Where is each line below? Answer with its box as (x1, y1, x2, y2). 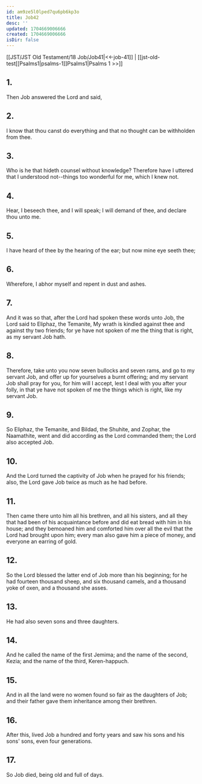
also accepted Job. (6, 439, 54, 446)
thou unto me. (6, 213, 41, 220)
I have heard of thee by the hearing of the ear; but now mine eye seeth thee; (6, 247, 196, 254)
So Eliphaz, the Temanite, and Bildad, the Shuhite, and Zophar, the (6, 426, 171, 433)
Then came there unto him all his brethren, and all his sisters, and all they (6, 512, 188, 519)
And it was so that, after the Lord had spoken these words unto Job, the (6, 313, 185, 321)
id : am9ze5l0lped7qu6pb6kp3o (6, 8, 80, 15)
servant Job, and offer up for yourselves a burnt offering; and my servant (6, 373, 188, 381)
